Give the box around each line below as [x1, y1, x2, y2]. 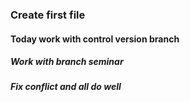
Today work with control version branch [10, 33, 180, 45]
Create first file [10, 8, 86, 22]
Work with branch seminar [10, 56, 124, 68]
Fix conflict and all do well [10, 81, 122, 93]
